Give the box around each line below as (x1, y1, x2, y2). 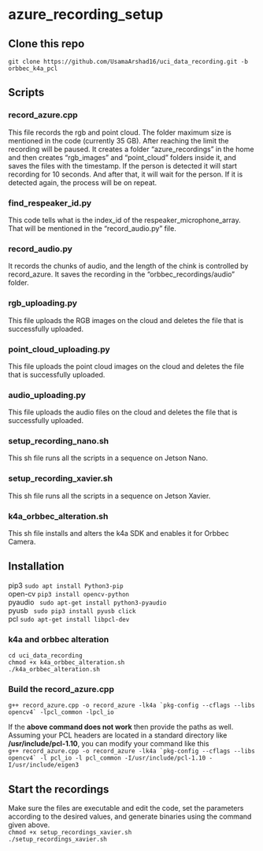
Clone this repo (8, 37, 85, 50)
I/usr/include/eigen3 (8, 761, 80, 769)
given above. (8, 820, 50, 830)
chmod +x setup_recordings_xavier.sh (8, 829, 132, 837)
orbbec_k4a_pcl (8, 65, 58, 72)
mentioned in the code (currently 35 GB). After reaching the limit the (8, 136, 229, 145)
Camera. (8, 537, 36, 547)
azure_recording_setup (8, 6, 164, 24)
